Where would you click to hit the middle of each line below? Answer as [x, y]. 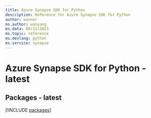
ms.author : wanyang [26, 24]
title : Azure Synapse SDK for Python [45, 10]
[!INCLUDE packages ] [28, 110]
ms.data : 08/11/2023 [27, 29]
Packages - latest [34, 98]
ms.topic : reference [27, 34]
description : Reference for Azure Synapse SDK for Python [68, 15]
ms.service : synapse [27, 43]
